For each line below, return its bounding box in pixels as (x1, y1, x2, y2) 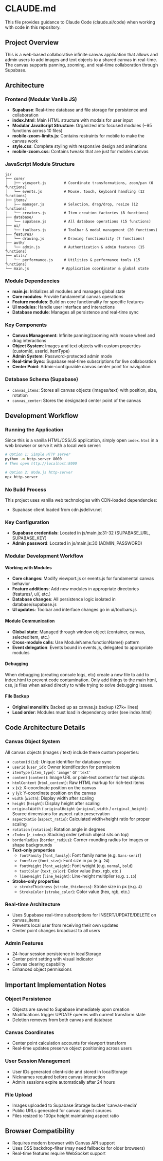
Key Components (5, 321, 47, 328)
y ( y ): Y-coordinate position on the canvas (12, 790, 96, 796)
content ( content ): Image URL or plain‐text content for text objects (12, 774, 145, 780)
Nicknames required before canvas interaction (12, 1074, 106, 1080)
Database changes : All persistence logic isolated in (12, 596, 116, 602)
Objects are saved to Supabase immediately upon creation (12, 1006, 130, 1012)
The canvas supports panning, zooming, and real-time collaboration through (5, 62, 158, 67)
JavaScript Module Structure (5, 161, 75, 168)
